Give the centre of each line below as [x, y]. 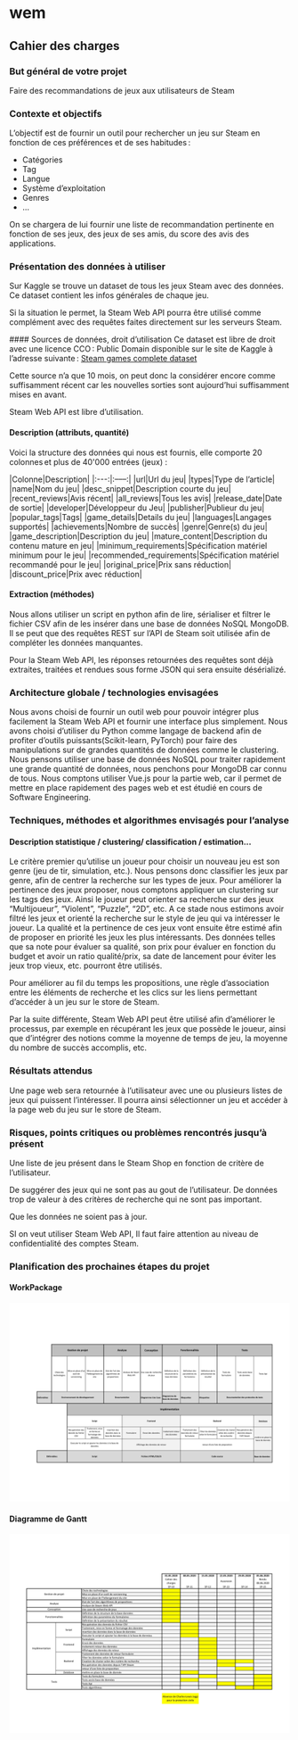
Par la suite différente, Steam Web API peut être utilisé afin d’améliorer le [142, 1019]
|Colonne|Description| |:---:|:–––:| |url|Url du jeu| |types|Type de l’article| [142, 479]
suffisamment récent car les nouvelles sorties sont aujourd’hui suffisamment [149, 385]
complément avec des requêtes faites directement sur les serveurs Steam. [145, 322]
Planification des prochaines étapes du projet [109, 1266]
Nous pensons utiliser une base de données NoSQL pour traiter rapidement [148, 759]
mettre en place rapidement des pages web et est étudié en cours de [136, 788]
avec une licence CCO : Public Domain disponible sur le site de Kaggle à [141, 349]
